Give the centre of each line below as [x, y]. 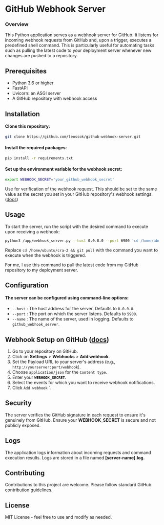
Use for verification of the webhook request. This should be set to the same [81, 189]
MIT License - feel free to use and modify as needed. [59, 517]
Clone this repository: [28, 126]
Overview [17, 24]
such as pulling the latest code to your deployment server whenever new [78, 50]
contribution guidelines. [29, 490]
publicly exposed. [23, 425]
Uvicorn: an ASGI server [36, 93]
